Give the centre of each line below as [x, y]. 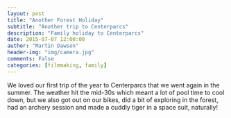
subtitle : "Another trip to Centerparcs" [68, 26]
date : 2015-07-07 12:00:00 [46, 40]
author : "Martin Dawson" [43, 46]
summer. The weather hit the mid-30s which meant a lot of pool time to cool [116, 92]
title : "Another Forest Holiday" [55, 20]
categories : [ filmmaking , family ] [57, 65]
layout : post [26, 14]
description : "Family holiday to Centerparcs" [76, 33]
